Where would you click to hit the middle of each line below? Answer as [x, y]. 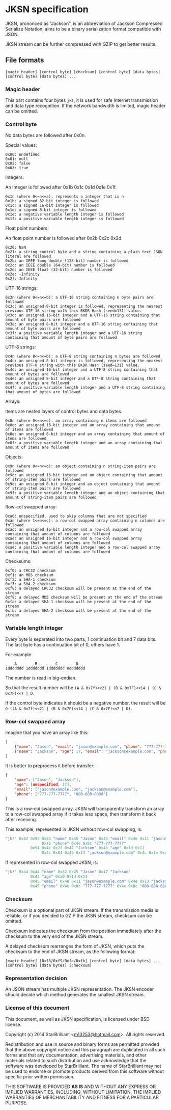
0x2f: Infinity [21, 279]
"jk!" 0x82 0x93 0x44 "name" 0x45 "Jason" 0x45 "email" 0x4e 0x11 [77, 838]
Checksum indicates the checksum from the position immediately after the [83, 931]
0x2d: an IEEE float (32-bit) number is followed [59, 270]
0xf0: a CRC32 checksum [31, 571]
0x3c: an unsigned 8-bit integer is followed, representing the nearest [84, 307]
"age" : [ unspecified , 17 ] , [43, 785]
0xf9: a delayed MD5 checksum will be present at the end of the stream [84, 598]
